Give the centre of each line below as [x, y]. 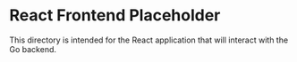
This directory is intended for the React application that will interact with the [149, 40]
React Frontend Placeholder [115, 15]
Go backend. [33, 49]
